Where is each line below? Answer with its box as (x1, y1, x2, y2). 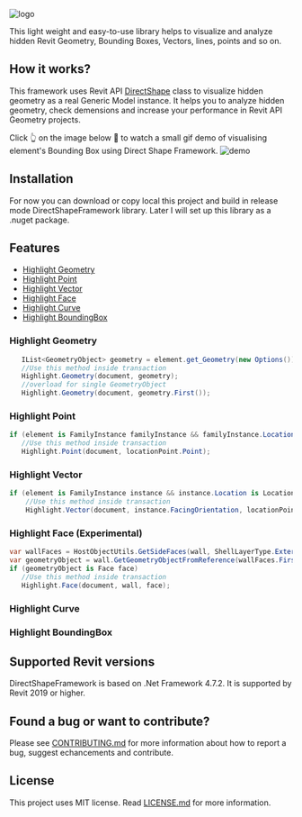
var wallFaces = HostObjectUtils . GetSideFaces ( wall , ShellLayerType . (9, 548, 276, 557)
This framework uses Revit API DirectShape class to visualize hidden (9, 86, 263, 96)
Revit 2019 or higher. (9, 687, 85, 698)
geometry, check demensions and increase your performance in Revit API (9, 104, 283, 115)
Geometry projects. (9, 113, 81, 125)
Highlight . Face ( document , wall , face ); (21, 581, 171, 590)
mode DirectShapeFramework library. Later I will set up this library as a (9, 204, 271, 215)
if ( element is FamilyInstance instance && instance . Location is (9, 489, 259, 498)
